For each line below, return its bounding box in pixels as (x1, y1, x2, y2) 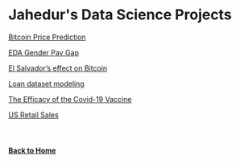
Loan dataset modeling (8, 79, 85, 88)
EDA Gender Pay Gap (8, 47, 79, 57)
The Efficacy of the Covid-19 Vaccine (8, 94, 132, 104)
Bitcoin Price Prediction (8, 32, 86, 42)
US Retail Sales (8, 110, 59, 120)
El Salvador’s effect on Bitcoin (8, 63, 107, 73)
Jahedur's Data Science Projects (8, 6, 232, 24)
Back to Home (8, 145, 56, 155)
